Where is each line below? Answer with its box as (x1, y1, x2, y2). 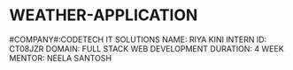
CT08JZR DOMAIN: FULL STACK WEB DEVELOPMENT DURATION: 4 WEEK (9, 43, 285, 53)
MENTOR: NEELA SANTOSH (9, 52, 112, 63)
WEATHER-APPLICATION (9, 5, 198, 25)
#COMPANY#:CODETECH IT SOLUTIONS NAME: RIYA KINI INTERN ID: (9, 34, 267, 45)
